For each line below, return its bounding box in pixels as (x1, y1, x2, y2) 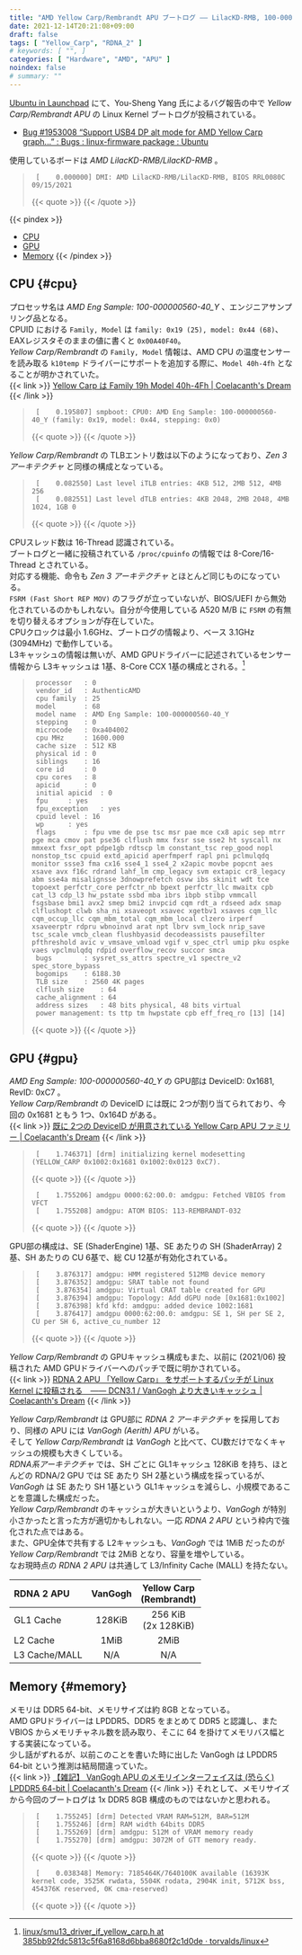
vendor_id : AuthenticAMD (35, 687, 141, 696)
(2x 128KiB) (142, 1620, 195, 1632)
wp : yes (35, 820, 89, 830)
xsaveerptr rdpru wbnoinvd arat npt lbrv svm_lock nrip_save (31, 922, 266, 931)
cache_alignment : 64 (35, 993, 117, 1002)
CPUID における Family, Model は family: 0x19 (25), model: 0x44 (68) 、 (9, 324, 283, 334)
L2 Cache (13, 1634, 56, 1647)
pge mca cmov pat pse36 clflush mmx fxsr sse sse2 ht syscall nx (31, 836, 281, 845)
